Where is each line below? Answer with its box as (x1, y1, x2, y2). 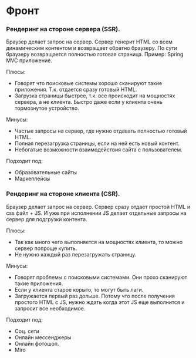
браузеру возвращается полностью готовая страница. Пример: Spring (6, 51, 184, 58)
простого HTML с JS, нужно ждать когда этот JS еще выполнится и (14, 298, 185, 306)
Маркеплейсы (14, 175, 50, 183)
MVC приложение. (6, 57, 53, 64)
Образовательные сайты (14, 169, 77, 176)
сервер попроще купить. (14, 245, 77, 252)
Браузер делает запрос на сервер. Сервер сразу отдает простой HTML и (6, 203, 191, 210)
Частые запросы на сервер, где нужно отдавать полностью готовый (14, 127, 187, 134)
